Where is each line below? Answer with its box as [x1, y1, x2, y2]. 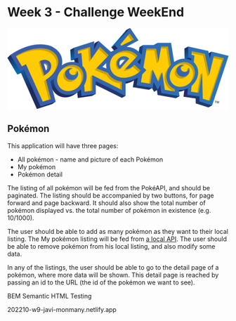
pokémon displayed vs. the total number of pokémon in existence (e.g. [7, 206, 211, 214]
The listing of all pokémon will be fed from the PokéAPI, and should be [7, 183, 211, 192]
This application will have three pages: [7, 141, 119, 150]
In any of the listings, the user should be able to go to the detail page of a [7, 263, 219, 271]
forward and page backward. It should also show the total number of [7, 198, 206, 207]
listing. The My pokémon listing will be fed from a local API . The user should [7, 235, 227, 243]
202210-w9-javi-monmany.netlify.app [7, 305, 117, 313]
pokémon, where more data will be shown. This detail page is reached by [7, 270, 219, 279]
